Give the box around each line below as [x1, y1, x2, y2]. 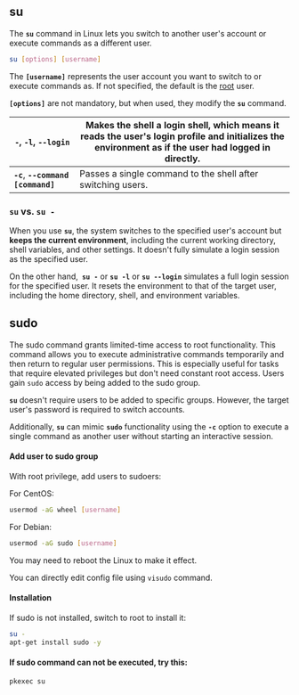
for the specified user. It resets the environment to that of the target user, [9, 280, 278, 290]
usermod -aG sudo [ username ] [9, 538, 117, 548]
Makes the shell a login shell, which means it [85, 119, 280, 131]
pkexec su [9, 676, 46, 686]
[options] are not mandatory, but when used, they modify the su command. [9, 97, 287, 108]
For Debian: [9, 521, 52, 532]
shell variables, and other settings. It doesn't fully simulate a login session [9, 244, 280, 255]
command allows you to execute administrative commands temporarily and [9, 348, 285, 359]
